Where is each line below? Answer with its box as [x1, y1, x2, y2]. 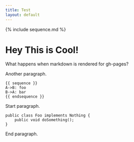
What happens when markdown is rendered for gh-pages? [5, 61, 129, 67]
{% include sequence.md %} [5, 26, 66, 32]
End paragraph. [5, 131, 38, 137]
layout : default [5, 12, 40, 17]
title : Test [5, 7, 31, 13]
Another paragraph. [5, 71, 47, 77]
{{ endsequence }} [5, 94, 44, 100]
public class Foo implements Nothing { [5, 113, 91, 118]
